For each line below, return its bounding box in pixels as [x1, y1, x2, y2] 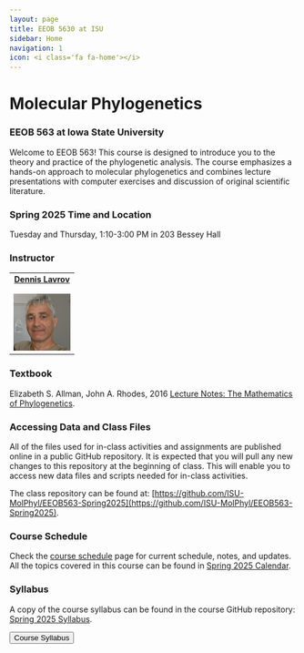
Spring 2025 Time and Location [9, 208, 152, 220]
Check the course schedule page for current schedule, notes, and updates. [9, 551, 292, 562]
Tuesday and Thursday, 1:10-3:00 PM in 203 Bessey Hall [9, 229, 221, 240]
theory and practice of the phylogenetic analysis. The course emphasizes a [9, 156, 293, 168]
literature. [9, 185, 46, 196]
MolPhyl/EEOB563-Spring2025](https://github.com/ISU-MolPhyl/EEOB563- [9, 497, 293, 509]
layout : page [9, 15, 59, 24]
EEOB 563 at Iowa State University [9, 126, 165, 138]
